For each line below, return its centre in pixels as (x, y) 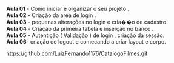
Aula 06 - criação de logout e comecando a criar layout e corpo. (86, 41)
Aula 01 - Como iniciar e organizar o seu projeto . (68, 9)
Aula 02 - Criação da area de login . (51, 15)
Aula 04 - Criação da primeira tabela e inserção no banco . (80, 29)
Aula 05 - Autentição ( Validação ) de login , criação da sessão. (85, 35)
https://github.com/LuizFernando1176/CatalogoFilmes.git (77, 53)
